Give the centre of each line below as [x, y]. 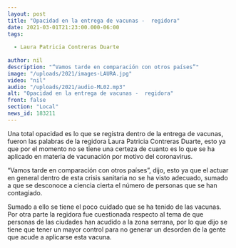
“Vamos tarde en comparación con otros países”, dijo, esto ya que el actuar [118, 170]
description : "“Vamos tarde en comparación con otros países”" [103, 67]
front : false [27, 100]
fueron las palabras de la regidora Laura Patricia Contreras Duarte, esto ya [117, 141]
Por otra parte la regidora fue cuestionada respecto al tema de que [106, 214]
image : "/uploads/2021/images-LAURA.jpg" [70, 73]
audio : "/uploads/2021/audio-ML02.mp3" [67, 87]
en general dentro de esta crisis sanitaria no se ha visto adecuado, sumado [118, 177]
